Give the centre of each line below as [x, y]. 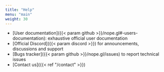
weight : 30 [16, 19]
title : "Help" [20, 10]
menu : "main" [19, 14]
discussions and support [38, 49]
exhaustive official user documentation [87, 38]
